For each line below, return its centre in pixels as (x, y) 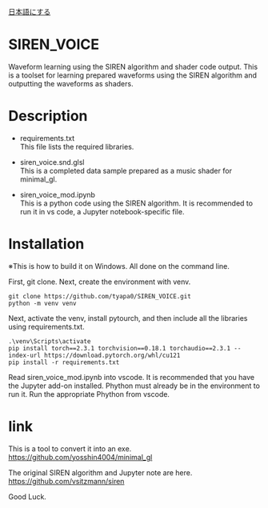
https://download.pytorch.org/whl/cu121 (112, 355)
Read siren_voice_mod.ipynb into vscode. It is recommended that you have (131, 377)
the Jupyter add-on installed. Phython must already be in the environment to (134, 386)
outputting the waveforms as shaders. (71, 83)
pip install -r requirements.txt (64, 362)
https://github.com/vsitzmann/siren (66, 481)
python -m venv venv (43, 303)
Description (48, 116)
